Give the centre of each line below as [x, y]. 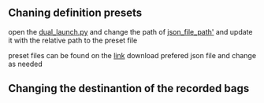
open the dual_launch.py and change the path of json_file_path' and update [130, 31]
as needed [26, 64]
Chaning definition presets [75, 13]
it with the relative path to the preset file [73, 40]
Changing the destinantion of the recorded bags [129, 88]
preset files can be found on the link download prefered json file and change [132, 55]
